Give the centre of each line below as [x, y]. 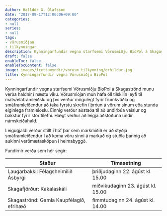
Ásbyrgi [17, 178]
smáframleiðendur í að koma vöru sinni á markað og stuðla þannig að [76, 136]
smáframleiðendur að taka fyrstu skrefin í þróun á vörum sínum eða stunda [82, 105]
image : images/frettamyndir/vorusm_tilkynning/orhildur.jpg [69, 70]
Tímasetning [126, 163]
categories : [17, 19]
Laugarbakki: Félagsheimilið [40, 171]
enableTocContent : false [31, 65]
